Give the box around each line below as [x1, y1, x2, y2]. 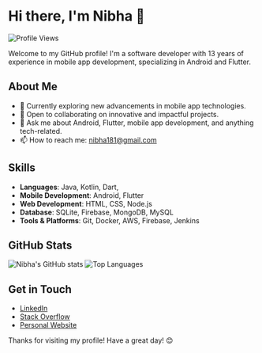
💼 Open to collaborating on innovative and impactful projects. [19, 109, 219, 119]
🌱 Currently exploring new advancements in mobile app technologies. [19, 101, 246, 110]
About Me [8, 80, 58, 93]
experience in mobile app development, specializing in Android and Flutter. [8, 57, 251, 66]
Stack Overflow [19, 312, 71, 321]
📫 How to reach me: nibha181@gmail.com [19, 135, 157, 145]
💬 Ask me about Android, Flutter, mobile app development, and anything [19, 118, 254, 127]
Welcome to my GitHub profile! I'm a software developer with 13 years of [8, 48, 245, 58]
